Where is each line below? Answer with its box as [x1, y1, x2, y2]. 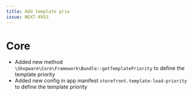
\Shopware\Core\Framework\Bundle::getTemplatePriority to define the [14, 65, 185, 72]
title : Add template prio [6, 8, 70, 15]
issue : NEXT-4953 [6, 14, 49, 20]
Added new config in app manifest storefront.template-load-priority [14, 77, 188, 84]
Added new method [14, 59, 63, 66]
